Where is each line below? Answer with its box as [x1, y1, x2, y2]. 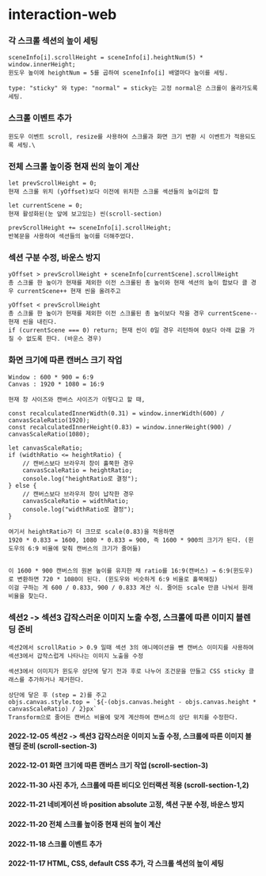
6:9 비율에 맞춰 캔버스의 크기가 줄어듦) [27, 544, 142, 552]
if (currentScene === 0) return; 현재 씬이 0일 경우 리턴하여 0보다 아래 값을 [8, 326, 246, 334]
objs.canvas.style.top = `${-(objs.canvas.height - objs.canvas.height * [8, 698, 257, 706]
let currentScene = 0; [8, 202, 83, 210]
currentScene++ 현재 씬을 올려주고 [17, 288, 121, 295]
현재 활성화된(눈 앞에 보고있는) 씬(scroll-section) [8, 210, 162, 219]
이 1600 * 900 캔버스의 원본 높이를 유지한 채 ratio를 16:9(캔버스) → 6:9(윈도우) [8, 566, 253, 575]
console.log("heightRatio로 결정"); [22, 474, 139, 482]
